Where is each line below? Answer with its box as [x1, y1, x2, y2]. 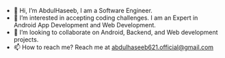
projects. [13, 35, 39, 44]
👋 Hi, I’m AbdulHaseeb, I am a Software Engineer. [13, 7, 153, 14]
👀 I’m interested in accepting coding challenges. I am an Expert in [13, 14, 198, 22]
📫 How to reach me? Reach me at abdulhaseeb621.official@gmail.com [13, 43, 214, 51]
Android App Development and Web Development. [13, 21, 156, 29]
